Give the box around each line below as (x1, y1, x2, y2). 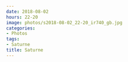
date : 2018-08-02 (6, 8, 49, 15)
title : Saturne (6, 47, 44, 53)
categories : (6, 25, 35, 31)
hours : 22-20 (6, 14, 38, 20)
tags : (6, 36, 19, 42)
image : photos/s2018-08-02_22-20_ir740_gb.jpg (6, 19, 123, 25)
